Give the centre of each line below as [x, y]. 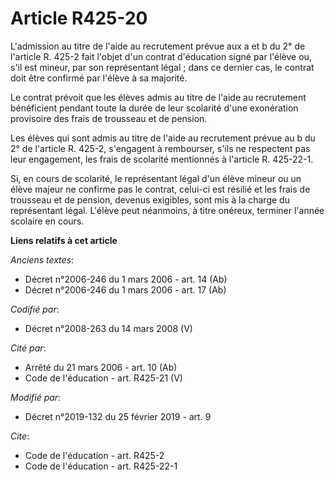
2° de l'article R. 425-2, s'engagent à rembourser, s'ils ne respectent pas [160, 148]
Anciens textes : [42, 259]
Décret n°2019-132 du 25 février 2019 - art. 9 [118, 416]
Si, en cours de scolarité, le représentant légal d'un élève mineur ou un [156, 178]
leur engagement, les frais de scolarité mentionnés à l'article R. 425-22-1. [162, 159]
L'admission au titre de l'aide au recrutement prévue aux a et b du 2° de [158, 46]
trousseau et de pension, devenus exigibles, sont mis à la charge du [150, 199]
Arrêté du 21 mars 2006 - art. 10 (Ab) [101, 367]
